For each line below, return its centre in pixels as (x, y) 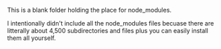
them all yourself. (32, 38)
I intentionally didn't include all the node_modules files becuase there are (111, 23)
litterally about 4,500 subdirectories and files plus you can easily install (108, 31)
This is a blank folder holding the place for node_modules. (90, 10)
